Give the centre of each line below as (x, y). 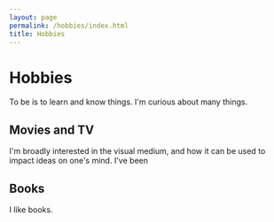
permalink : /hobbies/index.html (69, 26)
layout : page (33, 17)
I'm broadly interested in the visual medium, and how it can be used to (137, 151)
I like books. (31, 210)
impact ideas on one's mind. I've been (79, 161)
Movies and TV (52, 130)
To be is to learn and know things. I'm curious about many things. (129, 102)
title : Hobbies (37, 34)
